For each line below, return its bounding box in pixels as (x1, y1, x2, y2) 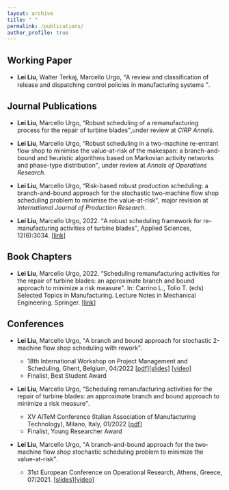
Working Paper (7, 54, 72, 66)
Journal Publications (7, 101, 98, 112)
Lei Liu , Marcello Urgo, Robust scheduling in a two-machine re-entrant (16, 139, 219, 147)
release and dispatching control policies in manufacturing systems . (16, 81, 211, 89)
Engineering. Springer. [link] (16, 298, 96, 307)
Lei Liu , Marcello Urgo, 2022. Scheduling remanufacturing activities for (16, 269, 220, 277)
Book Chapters (7, 251, 72, 263)
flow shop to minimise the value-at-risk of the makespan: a (16, 146, 183, 155)
